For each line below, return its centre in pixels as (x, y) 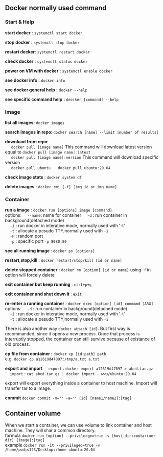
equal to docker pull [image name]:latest (48, 152)
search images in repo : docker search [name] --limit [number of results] (82, 132)
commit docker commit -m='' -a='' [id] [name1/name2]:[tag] (69, 398)
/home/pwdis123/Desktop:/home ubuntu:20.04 (50, 450)
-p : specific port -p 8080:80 (38, 241)
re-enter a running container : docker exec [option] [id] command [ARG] (79, 304)
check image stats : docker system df (44, 177)
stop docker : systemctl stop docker (42, 42)
